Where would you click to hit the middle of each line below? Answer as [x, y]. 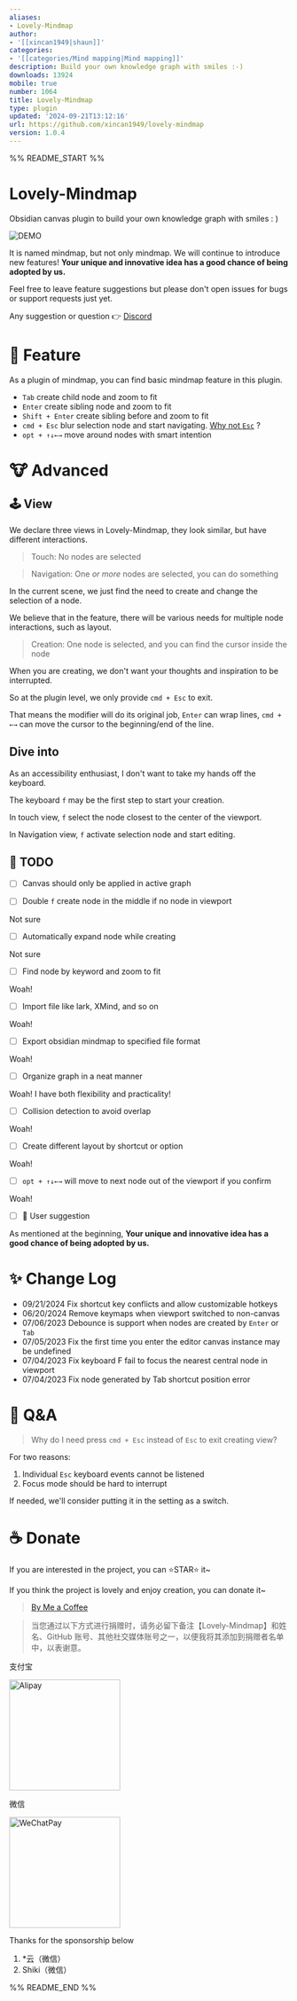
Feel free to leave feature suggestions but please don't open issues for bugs [148, 288]
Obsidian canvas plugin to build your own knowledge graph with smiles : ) [144, 218]
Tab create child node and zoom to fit [90, 396]
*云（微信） [43, 1958]
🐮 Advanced [59, 470]
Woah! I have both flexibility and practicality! [90, 1094]
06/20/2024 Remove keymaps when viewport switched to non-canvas [151, 1313]
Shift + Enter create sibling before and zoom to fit [115, 416]
